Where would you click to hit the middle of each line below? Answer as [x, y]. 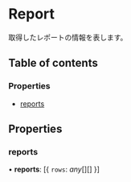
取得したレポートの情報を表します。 [68, 37]
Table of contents [53, 63]
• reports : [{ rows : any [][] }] [54, 169]
